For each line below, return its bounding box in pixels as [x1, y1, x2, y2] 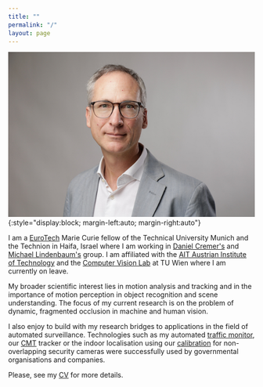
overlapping [8, 346, 47, 356]
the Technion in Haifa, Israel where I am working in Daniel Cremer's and [8, 241, 240, 251]
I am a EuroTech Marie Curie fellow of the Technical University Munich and [8, 233, 249, 242]
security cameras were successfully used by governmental [48, 346, 239, 356]
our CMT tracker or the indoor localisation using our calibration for [8, 338, 222, 348]
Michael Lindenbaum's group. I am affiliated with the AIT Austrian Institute [8, 249, 247, 259]
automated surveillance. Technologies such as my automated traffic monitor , [8, 330, 255, 339]
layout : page [8, 29, 51, 37]
